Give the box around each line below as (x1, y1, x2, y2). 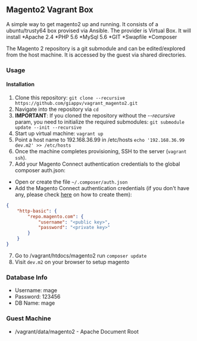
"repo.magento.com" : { (27, 213, 84, 219)
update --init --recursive (14, 125, 82, 131)
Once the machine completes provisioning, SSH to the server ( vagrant (14, 147, 187, 154)
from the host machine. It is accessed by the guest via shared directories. (6, 51, 186, 58)
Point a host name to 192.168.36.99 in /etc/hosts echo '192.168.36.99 (14, 136, 185, 143)
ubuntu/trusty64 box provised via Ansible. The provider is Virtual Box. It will (6, 27, 192, 34)
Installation (6, 80, 35, 88)
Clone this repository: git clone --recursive (14, 94, 126, 101)
